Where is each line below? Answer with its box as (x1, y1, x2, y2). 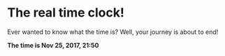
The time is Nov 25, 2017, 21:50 (7, 41, 99, 49)
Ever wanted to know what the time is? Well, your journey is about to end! (7, 28, 219, 36)
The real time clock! (7, 5, 124, 21)
